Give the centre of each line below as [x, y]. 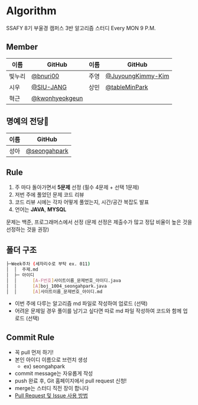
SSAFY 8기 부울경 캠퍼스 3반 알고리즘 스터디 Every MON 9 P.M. [81, 28]
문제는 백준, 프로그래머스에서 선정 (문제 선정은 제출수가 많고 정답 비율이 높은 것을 [99, 222]
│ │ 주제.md [22, 270]
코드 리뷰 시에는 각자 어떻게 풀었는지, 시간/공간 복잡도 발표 [82, 202]
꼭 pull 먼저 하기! [34, 352]
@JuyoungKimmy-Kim [137, 76]
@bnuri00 [46, 76]
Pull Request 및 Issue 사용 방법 [51, 396]
